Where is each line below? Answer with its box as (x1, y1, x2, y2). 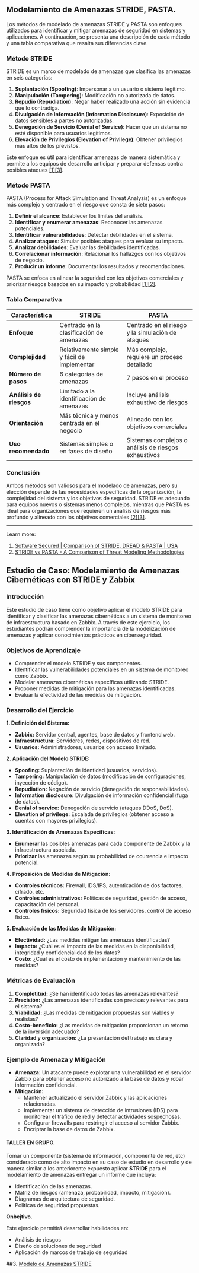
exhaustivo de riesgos (126, 398, 188, 406)
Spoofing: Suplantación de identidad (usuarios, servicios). (14, 767, 158, 774)
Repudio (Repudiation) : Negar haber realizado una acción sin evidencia (14, 98, 191, 106)
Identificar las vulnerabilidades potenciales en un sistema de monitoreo (14, 666, 189, 673)
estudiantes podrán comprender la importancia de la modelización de (6, 625, 176, 632)
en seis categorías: (6, 74, 53, 81)
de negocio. (14, 256, 44, 264)
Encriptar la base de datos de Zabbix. (23, 1125, 115, 1132)
